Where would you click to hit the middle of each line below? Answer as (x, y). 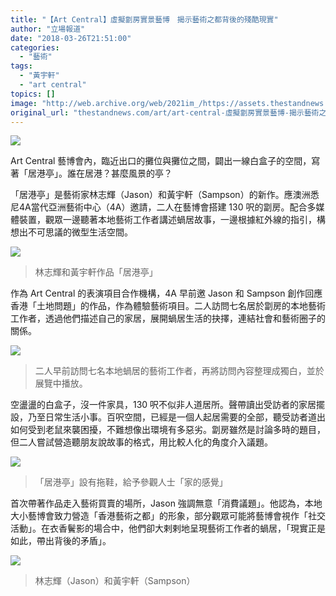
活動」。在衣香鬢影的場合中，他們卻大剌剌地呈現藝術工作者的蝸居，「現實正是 (168, 528)
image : (24, 103)
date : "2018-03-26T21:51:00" (71, 38)
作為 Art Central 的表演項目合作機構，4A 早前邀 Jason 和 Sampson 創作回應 (166, 293)
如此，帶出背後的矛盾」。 (61, 541)
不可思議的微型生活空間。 (80, 232)
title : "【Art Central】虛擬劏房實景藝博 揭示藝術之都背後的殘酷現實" (144, 19)
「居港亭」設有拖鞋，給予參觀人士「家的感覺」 (131, 482)
